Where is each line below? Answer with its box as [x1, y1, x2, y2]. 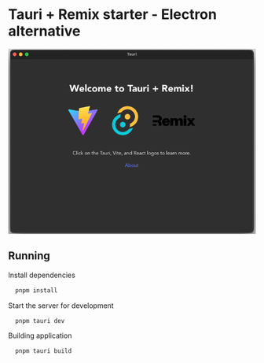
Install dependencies [8, 270, 76, 280]
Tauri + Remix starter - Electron [8, 6, 218, 24]
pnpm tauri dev [15, 317, 65, 324]
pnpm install [15, 286, 58, 294]
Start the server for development [8, 301, 114, 310]
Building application [8, 331, 72, 340]
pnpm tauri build [15, 347, 72, 355]
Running [8, 250, 51, 263]
